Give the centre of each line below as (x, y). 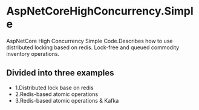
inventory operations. (33, 53)
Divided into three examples (60, 73)
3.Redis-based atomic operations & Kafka (67, 100)
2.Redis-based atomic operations (57, 94)
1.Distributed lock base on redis (54, 88)
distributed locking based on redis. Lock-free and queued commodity (93, 47)
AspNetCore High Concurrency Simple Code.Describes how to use (90, 41)
